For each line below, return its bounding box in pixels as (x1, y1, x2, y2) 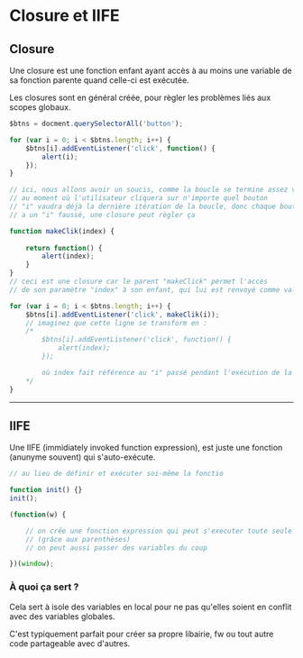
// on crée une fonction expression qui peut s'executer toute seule (25, 526, 293, 535)
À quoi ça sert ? (9, 580, 79, 593)
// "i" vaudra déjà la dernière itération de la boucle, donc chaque (9, 202, 277, 211)
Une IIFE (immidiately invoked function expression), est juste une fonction (9, 443, 283, 453)
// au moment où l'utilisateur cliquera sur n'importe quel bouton (9, 194, 269, 203)
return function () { (25, 243, 103, 252)
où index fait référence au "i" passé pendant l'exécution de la (41, 368, 293, 377)
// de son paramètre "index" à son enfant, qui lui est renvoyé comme (9, 285, 280, 294)
